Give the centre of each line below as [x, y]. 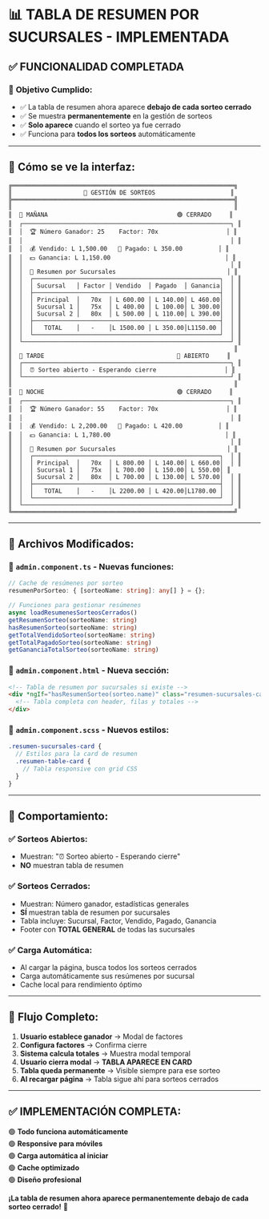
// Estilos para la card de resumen [76, 754]
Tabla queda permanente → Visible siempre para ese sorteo [120, 1070]
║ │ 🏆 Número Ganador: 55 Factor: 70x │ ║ [123, 408]
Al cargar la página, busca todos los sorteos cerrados [108, 967]
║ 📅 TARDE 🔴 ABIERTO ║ [119, 356]
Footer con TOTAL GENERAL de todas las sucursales [107, 929]
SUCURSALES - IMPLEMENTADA [119, 37]
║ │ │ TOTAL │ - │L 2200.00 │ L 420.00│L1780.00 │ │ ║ [125, 491]
